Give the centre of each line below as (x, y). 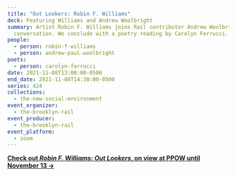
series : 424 (25, 86)
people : (19, 40)
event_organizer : (33, 106)
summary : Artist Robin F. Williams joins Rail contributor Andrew (107, 27)
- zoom (23, 138)
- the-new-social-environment (58, 99)
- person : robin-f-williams (55, 46)
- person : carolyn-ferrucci (55, 66)
